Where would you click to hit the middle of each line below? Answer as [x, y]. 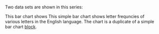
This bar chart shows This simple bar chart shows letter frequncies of [75, 16]
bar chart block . [21, 27]
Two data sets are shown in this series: [44, 7]
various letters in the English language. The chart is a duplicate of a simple [80, 22]
